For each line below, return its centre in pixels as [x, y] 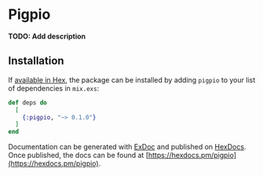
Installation [36, 61]
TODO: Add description [47, 36]
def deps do [27, 103]
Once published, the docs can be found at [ [79, 156]
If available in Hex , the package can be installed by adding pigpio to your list [132, 79]
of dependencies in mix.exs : [54, 88]
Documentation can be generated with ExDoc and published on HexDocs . [127, 147]
